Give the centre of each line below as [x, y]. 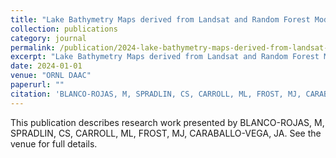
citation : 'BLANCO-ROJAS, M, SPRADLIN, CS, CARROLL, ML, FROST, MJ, [156, 94]
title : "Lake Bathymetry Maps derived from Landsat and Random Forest [160, 19]
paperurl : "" [37, 85]
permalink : [33, 47]
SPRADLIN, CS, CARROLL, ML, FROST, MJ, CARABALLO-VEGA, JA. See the [166, 133]
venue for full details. [54, 143]
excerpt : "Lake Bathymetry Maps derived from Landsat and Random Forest [165, 57]
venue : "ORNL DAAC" [51, 76]
